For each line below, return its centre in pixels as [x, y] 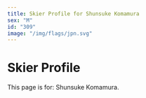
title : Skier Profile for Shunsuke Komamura [73, 14]
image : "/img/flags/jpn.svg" [50, 33]
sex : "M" [20, 20]
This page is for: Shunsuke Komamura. [63, 87]
